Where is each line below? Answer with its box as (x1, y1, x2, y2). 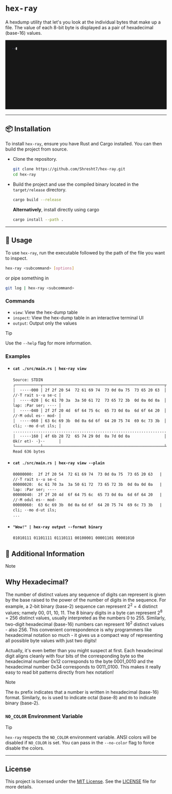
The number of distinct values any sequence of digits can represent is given (5, 591, 166, 597)
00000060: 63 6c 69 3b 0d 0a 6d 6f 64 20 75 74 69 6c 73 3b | (12, 503, 162, 508)
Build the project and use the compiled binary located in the (12, 181, 139, 187)
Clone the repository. (12, 156, 57, 162)
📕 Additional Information (5, 549, 85, 558)
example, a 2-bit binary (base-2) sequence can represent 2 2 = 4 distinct (5, 602, 158, 609)
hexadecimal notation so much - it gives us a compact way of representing (5, 632, 163, 638)
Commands (5, 297, 35, 305)
